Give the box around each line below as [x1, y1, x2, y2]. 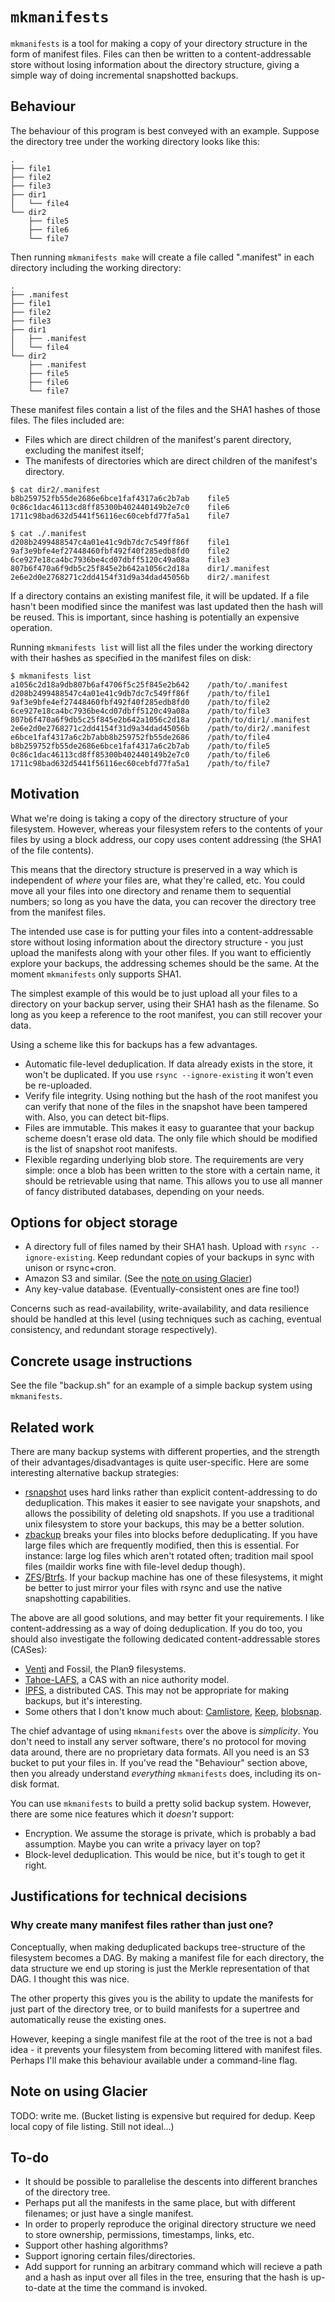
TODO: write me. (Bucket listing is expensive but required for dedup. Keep [10, 2109, 316, 2122]
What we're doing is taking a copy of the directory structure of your [10, 812, 288, 824]
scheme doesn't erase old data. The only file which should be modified [24, 1132, 318, 1144]
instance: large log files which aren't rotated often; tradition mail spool [24, 1550, 314, 1562]
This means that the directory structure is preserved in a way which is [10, 863, 298, 875]
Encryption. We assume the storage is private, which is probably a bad [24, 1828, 317, 1839]
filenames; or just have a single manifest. [24, 2208, 194, 2220]
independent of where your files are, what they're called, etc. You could [10, 874, 306, 886]
